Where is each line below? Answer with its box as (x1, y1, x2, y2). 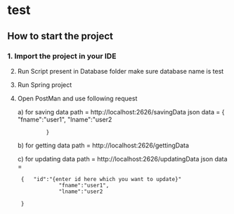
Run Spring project (17, 80, 72, 89)
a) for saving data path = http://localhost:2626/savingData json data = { (17, 107, 225, 116)
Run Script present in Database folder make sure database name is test (17, 67, 224, 75)
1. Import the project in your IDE (7, 51, 117, 61)
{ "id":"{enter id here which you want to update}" (20, 175, 182, 182)
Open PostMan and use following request (17, 94, 138, 102)
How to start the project (7, 30, 114, 42)
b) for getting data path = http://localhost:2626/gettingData (17, 141, 190, 149)
